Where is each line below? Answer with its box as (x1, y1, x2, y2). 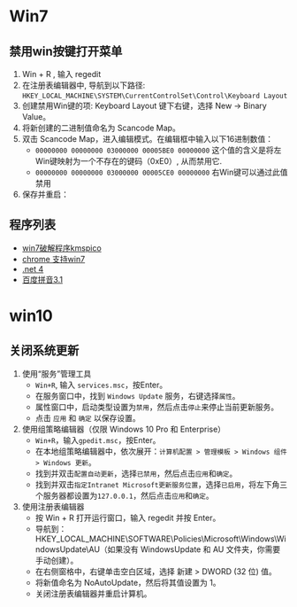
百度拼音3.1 (21, 274, 64, 284)
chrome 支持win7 (21, 253, 86, 264)
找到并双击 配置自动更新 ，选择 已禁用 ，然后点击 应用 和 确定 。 (34, 468, 238, 479)
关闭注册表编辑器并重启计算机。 (34, 588, 152, 599)
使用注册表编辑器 (21, 501, 85, 511)
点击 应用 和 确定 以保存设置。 (34, 412, 141, 423)
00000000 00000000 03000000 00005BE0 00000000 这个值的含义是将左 (34, 144, 282, 155)
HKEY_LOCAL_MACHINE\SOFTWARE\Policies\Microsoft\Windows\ (34, 533, 277, 544)
